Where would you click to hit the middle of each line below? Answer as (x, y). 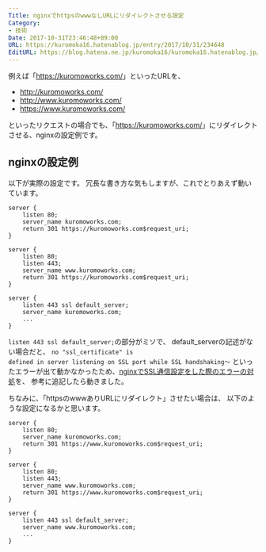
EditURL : (23, 52)
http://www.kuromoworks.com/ (70, 100)
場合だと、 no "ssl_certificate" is (74, 351)
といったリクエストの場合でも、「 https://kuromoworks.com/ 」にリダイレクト (133, 125)
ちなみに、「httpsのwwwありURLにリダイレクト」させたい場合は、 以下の (128, 398)
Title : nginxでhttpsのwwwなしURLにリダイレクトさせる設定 (96, 15)
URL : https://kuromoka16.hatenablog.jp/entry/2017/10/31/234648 (116, 45)
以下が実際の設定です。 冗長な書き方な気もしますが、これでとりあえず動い (130, 182)
